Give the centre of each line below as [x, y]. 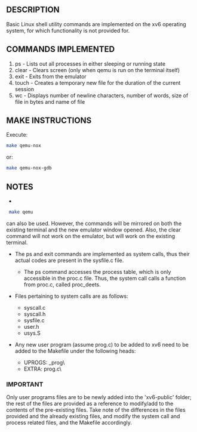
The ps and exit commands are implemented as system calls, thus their [102, 254]
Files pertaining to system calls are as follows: [71, 296]
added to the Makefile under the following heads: [75, 351]
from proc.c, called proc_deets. [62, 284]
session [24, 89]
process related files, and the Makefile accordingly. [69, 422]
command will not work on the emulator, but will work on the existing [91, 236]
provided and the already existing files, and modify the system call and [93, 416]
